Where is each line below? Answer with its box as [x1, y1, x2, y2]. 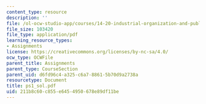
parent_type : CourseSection [6, 65, 78, 72]
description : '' [6, 15, 48, 21]
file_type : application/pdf [6, 32, 78, 38]
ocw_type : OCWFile [6, 54, 53, 61]
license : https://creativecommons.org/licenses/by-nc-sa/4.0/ [6, 49, 169, 55]
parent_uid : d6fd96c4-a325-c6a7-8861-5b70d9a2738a [6, 72, 139, 78]
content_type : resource [6, 9, 67, 15]
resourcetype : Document [6, 77, 67, 83]
